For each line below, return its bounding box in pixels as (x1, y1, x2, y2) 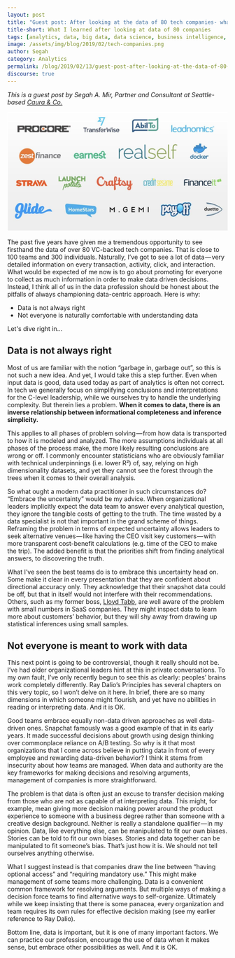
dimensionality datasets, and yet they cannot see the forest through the (7, 466, 213, 474)
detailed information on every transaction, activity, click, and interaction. (7, 260, 215, 269)
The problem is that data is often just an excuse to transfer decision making (7, 789, 225, 798)
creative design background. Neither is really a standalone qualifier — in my (7, 819, 224, 828)
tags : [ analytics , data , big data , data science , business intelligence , (7, 34, 227, 41)
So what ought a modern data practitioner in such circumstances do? (7, 487, 207, 495)
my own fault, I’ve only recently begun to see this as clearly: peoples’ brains (7, 673, 226, 682)
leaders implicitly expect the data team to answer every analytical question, (7, 502, 225, 510)
